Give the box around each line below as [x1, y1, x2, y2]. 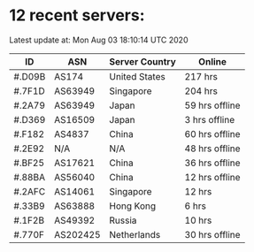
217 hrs [184, 70, 219, 82]
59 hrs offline [184, 99, 241, 111]
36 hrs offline [184, 157, 241, 169]
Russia [109, 214, 137, 226]
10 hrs [184, 214, 212, 226]
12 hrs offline [184, 171, 241, 183]
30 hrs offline [184, 228, 241, 241]
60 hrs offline [184, 127, 241, 140]
